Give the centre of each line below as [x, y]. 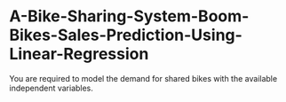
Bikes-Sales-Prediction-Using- [126, 35]
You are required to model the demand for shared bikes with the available [143, 78]
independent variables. [51, 88]
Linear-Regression [79, 54]
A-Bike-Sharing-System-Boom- [129, 16]
